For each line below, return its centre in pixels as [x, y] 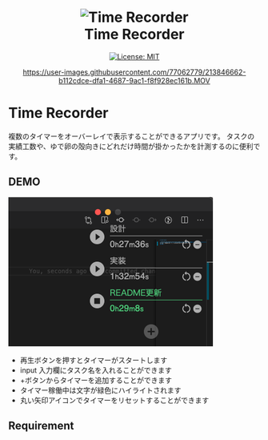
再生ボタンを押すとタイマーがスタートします [94, 360]
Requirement [41, 426]
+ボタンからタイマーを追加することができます [96, 380]
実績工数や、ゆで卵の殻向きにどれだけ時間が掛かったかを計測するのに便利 [131, 146]
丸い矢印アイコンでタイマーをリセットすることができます [114, 400]
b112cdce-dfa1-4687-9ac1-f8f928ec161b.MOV [134, 80]
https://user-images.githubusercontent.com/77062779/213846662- [134, 72]
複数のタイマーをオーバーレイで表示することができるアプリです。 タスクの [132, 136]
